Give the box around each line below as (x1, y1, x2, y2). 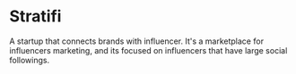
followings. (9, 54, 50, 65)
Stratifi (9, 6, 62, 27)
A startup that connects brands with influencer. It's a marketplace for (9, 36, 265, 46)
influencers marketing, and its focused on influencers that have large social (9, 45, 288, 55)
